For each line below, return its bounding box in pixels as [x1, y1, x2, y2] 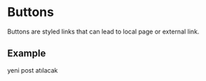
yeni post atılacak [7, 66, 58, 74]
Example [7, 47, 46, 59]
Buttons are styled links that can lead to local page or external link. [7, 27, 200, 36]
